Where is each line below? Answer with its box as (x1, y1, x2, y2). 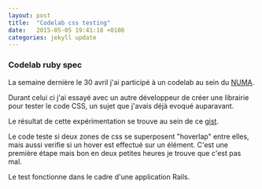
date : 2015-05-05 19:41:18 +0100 (8, 26, 125, 34)
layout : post (8, 11, 51, 20)
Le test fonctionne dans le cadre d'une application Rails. (8, 172, 190, 181)
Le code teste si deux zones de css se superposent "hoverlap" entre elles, (8, 132, 249, 141)
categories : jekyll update (8, 33, 97, 42)
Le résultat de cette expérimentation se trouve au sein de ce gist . (8, 116, 219, 126)
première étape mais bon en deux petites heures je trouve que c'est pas (8, 148, 242, 157)
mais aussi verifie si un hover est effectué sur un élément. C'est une (8, 139, 228, 150)
